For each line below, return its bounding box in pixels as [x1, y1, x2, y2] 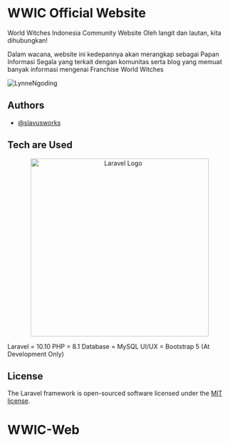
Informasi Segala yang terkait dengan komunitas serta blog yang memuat [7, 57, 223, 65]
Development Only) [7, 349, 64, 358]
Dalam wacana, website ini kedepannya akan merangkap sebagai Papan [7, 50, 219, 58]
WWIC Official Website [7, 5, 146, 21]
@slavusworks [17, 118, 61, 127]
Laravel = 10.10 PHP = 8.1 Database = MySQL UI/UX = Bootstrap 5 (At [7, 342, 210, 350]
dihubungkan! [7, 36, 48, 44]
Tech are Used [7, 139, 73, 151]
